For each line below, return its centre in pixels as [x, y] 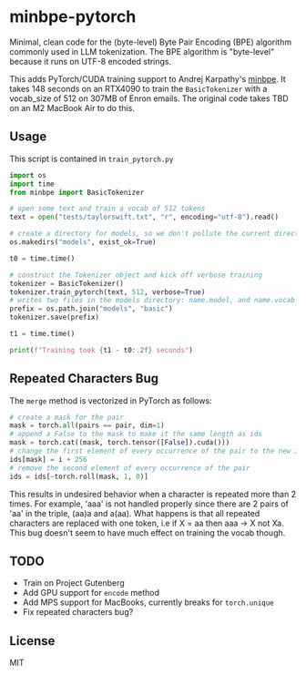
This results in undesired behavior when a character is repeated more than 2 [153, 494]
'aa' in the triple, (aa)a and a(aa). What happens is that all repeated [135, 513]
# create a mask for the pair [67, 417]
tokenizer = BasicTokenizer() [67, 283]
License [32, 641]
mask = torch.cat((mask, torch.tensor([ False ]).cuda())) [120, 443]
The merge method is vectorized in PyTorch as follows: [111, 400]
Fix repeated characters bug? [78, 612]
